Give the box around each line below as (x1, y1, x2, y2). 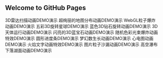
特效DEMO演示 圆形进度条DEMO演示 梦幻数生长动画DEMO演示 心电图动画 (5, 35, 154, 41)
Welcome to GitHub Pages (5, 4, 86, 12)
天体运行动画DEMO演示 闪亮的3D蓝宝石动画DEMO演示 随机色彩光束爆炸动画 (5, 29, 158, 35)
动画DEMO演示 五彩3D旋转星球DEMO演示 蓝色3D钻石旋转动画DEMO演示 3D (5, 23, 158, 29)
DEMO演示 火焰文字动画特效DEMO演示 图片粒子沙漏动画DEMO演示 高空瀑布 (5, 41, 158, 47)
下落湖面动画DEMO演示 (5, 47, 52, 53)
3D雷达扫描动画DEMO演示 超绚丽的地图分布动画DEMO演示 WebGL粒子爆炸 (5, 17, 156, 23)
